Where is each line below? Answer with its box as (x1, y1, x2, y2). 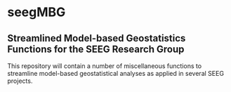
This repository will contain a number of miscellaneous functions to (7, 62, 202, 70)
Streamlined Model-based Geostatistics (7, 32, 186, 44)
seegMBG (7, 4, 66, 20)
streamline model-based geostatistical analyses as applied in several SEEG (7, 70, 225, 77)
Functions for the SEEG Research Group (7, 43, 185, 55)
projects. (7, 77, 33, 85)
